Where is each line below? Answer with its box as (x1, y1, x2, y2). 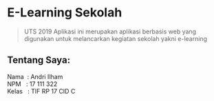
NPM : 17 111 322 (7, 80, 58, 88)
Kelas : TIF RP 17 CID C (7, 87, 76, 95)
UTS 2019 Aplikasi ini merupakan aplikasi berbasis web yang (23, 27, 197, 35)
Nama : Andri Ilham (7, 72, 63, 81)
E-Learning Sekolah (7, 5, 122, 20)
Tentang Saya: (7, 55, 71, 66)
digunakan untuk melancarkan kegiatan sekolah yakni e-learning (23, 34, 208, 42)
